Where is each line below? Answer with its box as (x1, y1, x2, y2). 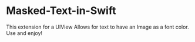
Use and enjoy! (6, 29, 43, 36)
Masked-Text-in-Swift (6, 4, 116, 17)
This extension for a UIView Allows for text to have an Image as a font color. (6, 23, 189, 30)
